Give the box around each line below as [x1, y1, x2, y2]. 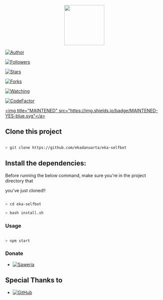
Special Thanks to [5, 276, 63, 284]
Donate [5, 250, 24, 257]
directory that [5, 178, 34, 184]
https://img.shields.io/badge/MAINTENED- [70, 108, 158, 113]
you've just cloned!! [5, 187, 46, 193]
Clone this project [5, 127, 62, 136]
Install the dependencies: [5, 159, 87, 168]
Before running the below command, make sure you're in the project [5, 172, 146, 178]
